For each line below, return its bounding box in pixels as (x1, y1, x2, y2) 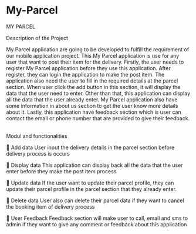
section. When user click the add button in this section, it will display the (6, 83, 181, 90)
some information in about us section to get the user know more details (6, 102, 178, 109)
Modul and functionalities (6, 132, 67, 139)
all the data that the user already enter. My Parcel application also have (6, 95, 178, 103)
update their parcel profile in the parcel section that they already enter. (6, 185, 177, 192)
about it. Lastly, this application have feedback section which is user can (6, 108, 181, 116)
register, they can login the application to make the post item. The (6, 71, 165, 78)
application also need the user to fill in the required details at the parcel (6, 77, 178, 84)
